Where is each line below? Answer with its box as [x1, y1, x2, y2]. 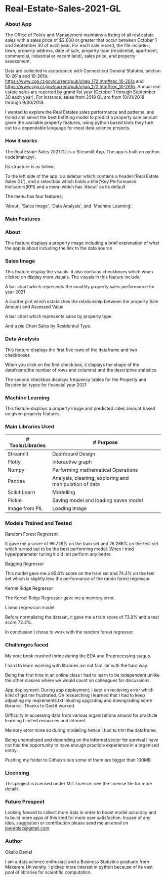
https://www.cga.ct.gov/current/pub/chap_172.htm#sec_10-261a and [5, 78, 144, 84]
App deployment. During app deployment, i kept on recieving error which [5, 687, 154, 692]
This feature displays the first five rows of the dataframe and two [5, 347, 137, 353]
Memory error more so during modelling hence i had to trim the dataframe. [5, 727, 157, 733]
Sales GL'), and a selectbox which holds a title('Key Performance [5, 178, 137, 184]
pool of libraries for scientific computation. [5, 869, 92, 875]
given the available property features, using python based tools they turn [5, 120, 154, 126]
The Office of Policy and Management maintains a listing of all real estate [5, 32, 154, 38]
